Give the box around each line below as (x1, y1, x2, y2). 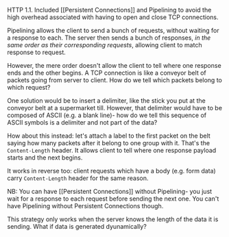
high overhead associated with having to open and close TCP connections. (7, 13, 219, 21)
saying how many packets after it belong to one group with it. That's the (7, 139, 210, 147)
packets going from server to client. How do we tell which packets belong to (7, 76, 223, 84)
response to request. (7, 48, 67, 56)
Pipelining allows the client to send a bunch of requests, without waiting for (7, 27, 219, 34)
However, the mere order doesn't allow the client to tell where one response (7, 62, 221, 69)
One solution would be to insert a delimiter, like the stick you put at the (7, 97, 206, 105)
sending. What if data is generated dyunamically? (7, 223, 147, 230)
